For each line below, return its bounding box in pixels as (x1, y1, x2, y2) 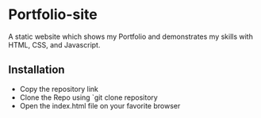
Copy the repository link (19, 84, 99, 93)
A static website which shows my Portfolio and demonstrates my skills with (8, 32, 254, 41)
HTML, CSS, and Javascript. (8, 40, 101, 49)
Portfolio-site (8, 6, 98, 24)
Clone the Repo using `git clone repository (19, 93, 159, 102)
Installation (8, 63, 65, 77)
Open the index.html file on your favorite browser (19, 101, 181, 110)
